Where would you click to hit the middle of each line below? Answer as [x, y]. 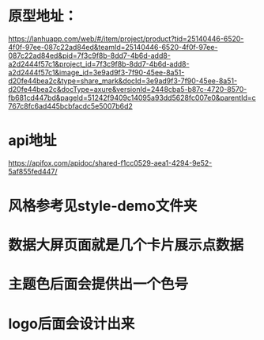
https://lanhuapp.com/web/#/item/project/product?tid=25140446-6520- [126, 38]
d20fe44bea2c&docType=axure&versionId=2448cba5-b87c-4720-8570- [128, 89]
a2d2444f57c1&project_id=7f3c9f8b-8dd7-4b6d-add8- [99, 63]
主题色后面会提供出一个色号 [98, 284]
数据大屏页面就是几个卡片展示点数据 [126, 245]
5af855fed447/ [33, 171]
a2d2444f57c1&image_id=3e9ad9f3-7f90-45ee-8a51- [96, 72]
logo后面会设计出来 [72, 324]
